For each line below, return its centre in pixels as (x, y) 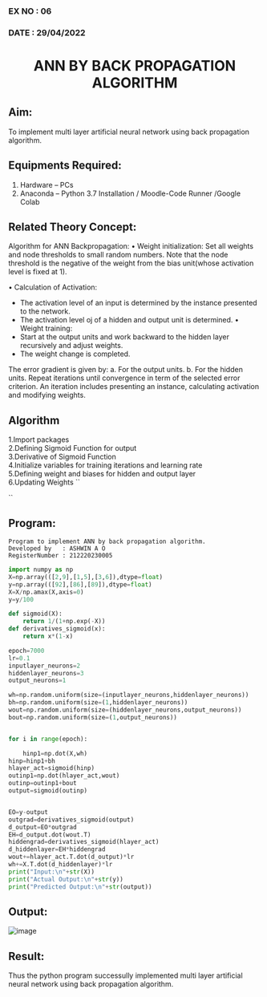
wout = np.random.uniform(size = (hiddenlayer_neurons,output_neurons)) (125, 710)
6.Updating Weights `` (44, 482)
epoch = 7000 (26, 650)
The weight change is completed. (75, 354)
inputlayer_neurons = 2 (44, 666)
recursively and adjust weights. (71, 346)
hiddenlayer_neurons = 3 (46, 673)
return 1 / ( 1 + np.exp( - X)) (64, 622)
